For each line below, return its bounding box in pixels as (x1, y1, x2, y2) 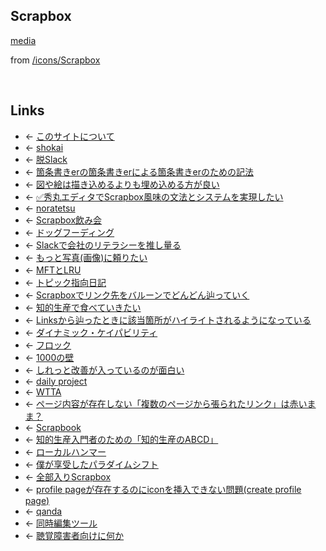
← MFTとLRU (24, 264, 82, 276)
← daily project (24, 375, 88, 387)
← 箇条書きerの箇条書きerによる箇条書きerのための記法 (24, 165, 254, 178)
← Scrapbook (24, 421, 82, 433)
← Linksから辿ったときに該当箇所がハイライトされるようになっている (24, 314, 312, 326)
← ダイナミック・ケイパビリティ (24, 326, 158, 338)
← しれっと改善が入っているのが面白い (24, 364, 185, 376)
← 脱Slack (24, 153, 68, 165)
